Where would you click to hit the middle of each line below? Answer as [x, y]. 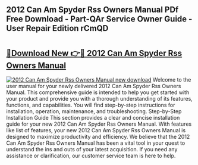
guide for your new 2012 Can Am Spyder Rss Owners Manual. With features [99, 124]
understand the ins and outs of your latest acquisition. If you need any [92, 149]
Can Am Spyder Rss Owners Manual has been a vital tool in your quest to [96, 143]
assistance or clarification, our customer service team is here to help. [91, 155]
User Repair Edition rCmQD [57, 28]
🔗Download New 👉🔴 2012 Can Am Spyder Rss [94, 53]
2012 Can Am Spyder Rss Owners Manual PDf [92, 10]
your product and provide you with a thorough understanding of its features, [100, 99]
